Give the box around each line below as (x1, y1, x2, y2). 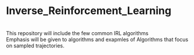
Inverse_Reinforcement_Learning (6, 4, 172, 18)
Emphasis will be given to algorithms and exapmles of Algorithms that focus (6, 36, 189, 43)
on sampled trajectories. (6, 42, 65, 49)
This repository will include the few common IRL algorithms (6, 29, 149, 36)
